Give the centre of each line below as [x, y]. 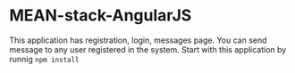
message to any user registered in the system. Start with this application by [148, 49]
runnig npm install [44, 59]
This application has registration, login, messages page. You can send [138, 40]
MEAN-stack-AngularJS [101, 16]
